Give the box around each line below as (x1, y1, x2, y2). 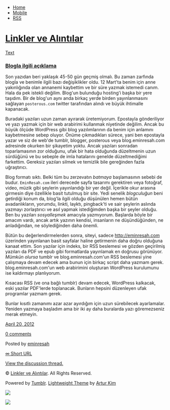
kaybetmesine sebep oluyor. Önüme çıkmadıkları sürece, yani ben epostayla (5, 132, 165, 138)
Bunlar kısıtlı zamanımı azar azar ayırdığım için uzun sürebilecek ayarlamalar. (5, 301, 165, 307)
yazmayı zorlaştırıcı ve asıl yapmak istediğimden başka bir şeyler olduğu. (5, 206, 157, 212)
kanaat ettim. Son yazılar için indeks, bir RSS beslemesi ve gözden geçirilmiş (5, 243, 165, 249)
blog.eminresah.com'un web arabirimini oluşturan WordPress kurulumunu (5, 265, 159, 271)
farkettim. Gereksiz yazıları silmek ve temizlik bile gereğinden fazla (5, 159, 145, 165)
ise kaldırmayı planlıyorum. (5, 270, 61, 276)
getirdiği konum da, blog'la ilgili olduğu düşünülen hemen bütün (5, 196, 138, 202)
